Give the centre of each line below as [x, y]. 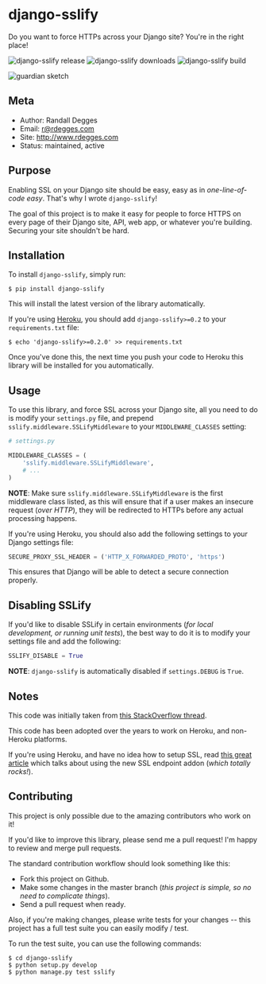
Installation [37, 255]
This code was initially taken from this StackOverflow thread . [108, 715]
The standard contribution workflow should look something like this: [120, 863]
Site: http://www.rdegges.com [69, 137]
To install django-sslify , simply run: [67, 274]
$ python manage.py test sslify [62, 972]
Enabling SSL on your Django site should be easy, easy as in [107, 189]
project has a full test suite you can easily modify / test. [98, 928]
